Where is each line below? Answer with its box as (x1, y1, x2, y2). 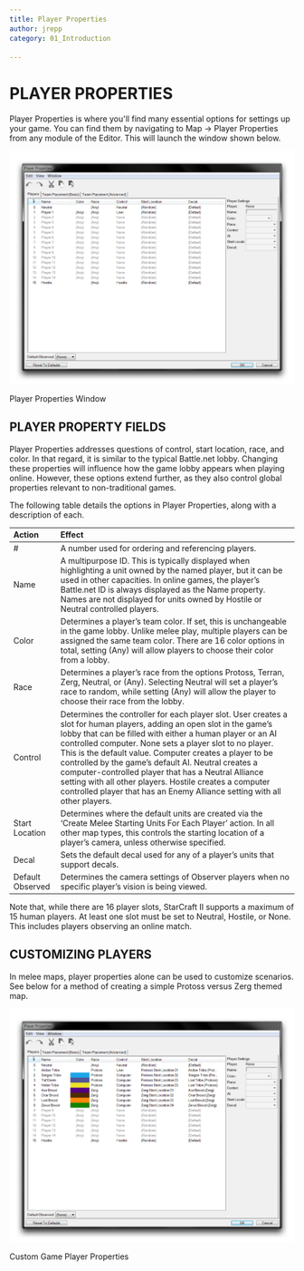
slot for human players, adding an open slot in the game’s (60, 718, 273, 729)
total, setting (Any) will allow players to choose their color (60, 645, 274, 656)
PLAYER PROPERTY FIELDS (9, 420, 166, 435)
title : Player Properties (9, 15, 107, 24)
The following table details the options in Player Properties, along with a (9, 500, 277, 510)
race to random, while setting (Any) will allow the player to (60, 686, 277, 697)
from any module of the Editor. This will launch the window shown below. (9, 132, 281, 144)
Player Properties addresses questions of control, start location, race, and (9, 443, 285, 454)
